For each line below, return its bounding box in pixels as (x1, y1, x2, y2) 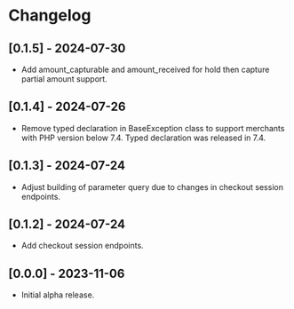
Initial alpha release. (20, 289, 95, 300)
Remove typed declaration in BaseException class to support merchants (20, 123, 285, 133)
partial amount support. (20, 74, 107, 84)
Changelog (8, 5, 91, 26)
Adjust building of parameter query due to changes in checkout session (20, 181, 283, 192)
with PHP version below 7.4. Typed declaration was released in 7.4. (20, 132, 266, 143)
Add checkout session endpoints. (20, 241, 144, 251)
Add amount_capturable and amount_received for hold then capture (20, 64, 270, 75)
